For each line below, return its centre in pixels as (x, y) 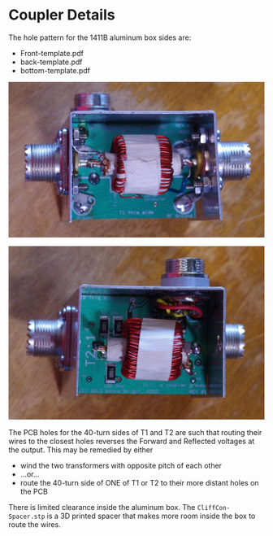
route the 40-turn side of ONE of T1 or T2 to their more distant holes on (139, 482)
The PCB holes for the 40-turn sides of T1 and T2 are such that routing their (135, 432)
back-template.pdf (51, 62)
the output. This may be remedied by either (81, 450)
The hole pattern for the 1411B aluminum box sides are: (100, 37)
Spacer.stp (27, 516)
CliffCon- (214, 508)
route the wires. (35, 524)
